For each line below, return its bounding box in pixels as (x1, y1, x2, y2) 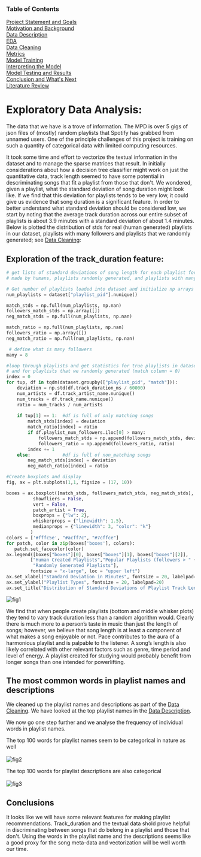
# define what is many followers (8, 346, 93, 352)
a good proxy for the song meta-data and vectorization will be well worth (6, 839, 186, 846)
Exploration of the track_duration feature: (6, 254, 164, 264)
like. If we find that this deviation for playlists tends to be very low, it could (6, 192, 188, 199)
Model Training (6, 56, 44, 64)
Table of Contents (6, 5, 60, 13)
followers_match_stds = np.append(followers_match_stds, (38, 435, 184, 441)
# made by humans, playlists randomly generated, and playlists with (6, 275, 184, 281)
